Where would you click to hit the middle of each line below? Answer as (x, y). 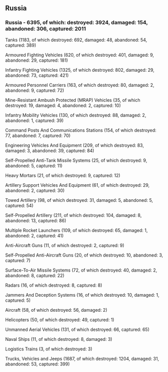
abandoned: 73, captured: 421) (37, 75)
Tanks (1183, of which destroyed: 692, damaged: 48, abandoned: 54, (76, 40)
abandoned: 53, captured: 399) (38, 364)
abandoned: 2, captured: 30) (35, 190)
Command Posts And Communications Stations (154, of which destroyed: (81, 130)
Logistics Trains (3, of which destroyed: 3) (49, 349)
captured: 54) (19, 205)
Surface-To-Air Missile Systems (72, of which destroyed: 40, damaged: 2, (81, 270)
